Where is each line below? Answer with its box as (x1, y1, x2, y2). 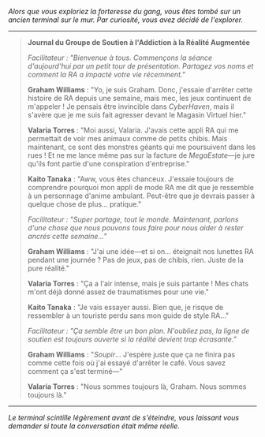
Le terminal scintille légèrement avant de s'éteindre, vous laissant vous (8, 413, 240, 422)
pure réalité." (27, 263, 69, 273)
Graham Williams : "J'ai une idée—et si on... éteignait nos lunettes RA (27, 247, 254, 256)
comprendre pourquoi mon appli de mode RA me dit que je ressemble (27, 183, 255, 192)
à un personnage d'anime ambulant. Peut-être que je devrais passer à (27, 191, 255, 200)
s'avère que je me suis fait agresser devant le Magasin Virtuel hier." (27, 110, 247, 119)
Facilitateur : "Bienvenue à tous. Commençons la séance (27, 53, 213, 62)
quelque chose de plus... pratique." (27, 200, 142, 208)
